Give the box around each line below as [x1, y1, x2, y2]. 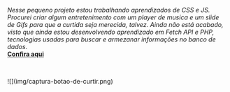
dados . [7, 43, 28, 50]
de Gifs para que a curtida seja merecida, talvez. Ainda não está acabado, [7, 21, 224, 28]
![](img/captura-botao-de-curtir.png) [7, 77, 113, 86]
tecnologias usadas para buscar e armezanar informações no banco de [7, 35, 216, 44]
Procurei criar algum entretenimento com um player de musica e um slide [7, 13, 220, 21]
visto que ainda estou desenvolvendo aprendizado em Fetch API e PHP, [7, 28, 215, 36]
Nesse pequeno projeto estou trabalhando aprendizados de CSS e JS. [7, 6, 210, 14]
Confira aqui [7, 50, 44, 58]
